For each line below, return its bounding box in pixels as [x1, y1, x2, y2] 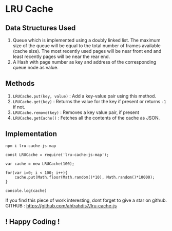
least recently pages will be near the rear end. [12, 53, 110, 60]
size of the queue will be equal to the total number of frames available [12, 43, 161, 49]
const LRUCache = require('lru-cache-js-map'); [5, 152, 109, 157]
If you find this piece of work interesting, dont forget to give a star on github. [5, 197, 167, 203]
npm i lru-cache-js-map [5, 143, 56, 148]
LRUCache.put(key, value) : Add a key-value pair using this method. [12, 93, 157, 99]
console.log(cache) [5, 188, 47, 193]
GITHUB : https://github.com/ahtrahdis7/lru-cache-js [5, 202, 117, 208]
